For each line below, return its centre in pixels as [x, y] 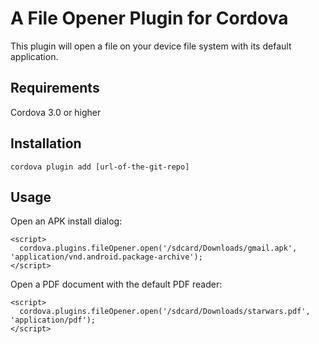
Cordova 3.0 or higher [56, 112]
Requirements [55, 88]
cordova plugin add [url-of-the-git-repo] [100, 167]
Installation [46, 143]
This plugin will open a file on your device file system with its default [151, 46]
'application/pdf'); [53, 320]
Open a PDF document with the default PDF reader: [116, 284]
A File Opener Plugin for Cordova [149, 18]
